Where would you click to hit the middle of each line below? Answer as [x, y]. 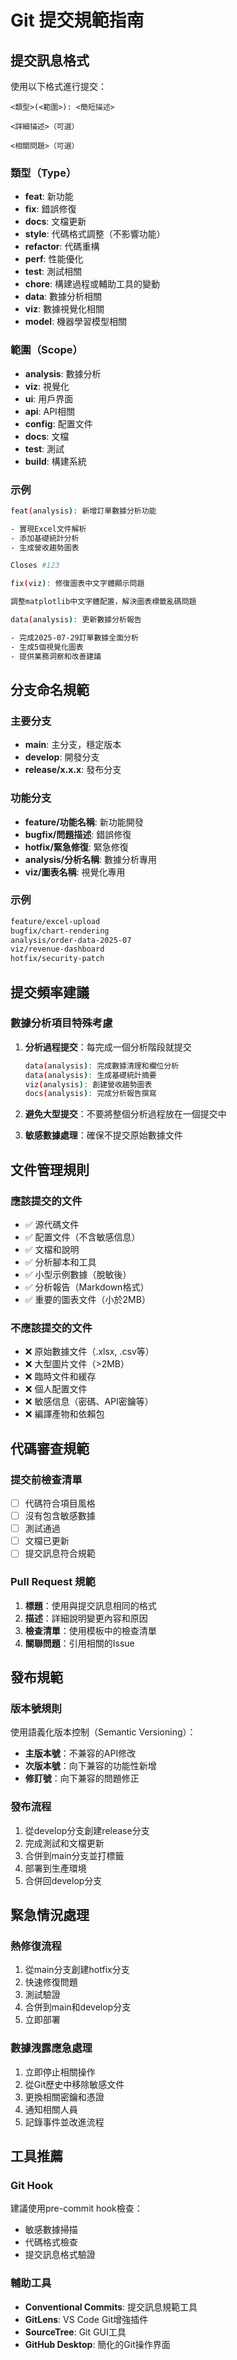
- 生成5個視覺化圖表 [47, 647]
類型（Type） [43, 173]
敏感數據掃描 [51, 2230]
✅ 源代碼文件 [52, 1225]
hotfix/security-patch [57, 959]
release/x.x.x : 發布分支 [73, 770]
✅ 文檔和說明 [52, 1250]
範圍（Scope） [46, 350]
